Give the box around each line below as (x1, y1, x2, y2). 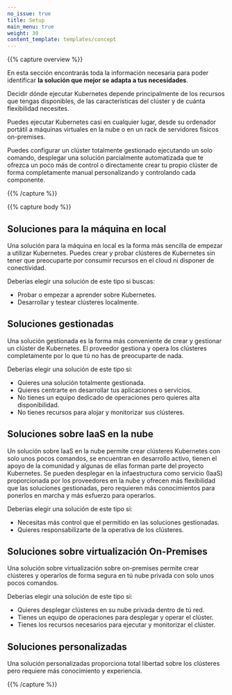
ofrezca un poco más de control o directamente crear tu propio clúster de (7, 161, 218, 169)
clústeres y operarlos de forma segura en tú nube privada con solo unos (7, 572, 214, 580)
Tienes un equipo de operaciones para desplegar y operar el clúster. (17, 614, 214, 622)
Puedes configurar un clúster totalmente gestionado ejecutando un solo (7, 146, 213, 155)
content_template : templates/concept (7, 36, 117, 43)
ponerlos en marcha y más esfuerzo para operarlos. (7, 491, 156, 499)
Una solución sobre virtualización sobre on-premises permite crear (7, 564, 199, 572)
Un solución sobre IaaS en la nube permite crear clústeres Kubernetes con (7, 446, 221, 455)
